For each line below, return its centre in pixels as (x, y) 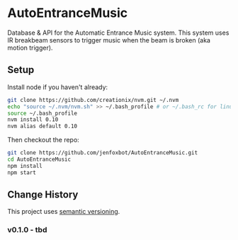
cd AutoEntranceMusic (39, 159)
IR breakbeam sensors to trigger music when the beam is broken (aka (109, 40)
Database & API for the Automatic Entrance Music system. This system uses (118, 33)
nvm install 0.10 (33, 120)
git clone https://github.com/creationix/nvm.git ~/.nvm (93, 100)
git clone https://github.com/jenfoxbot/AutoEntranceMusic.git (103, 153)
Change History (43, 195)
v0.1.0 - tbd (27, 230)
